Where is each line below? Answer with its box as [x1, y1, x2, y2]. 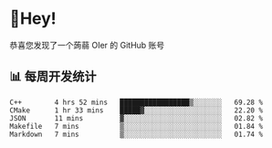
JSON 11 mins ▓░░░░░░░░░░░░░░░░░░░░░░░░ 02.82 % [9, 113, 263, 122]
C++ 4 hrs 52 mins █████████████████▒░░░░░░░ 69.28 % [9, 98, 263, 107]
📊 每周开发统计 [9, 69, 98, 85]
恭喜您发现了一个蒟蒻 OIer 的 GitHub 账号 [9, 39, 165, 50]
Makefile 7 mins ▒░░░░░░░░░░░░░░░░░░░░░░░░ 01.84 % [9, 122, 263, 131]
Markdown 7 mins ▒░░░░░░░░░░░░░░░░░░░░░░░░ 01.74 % [9, 130, 263, 139]
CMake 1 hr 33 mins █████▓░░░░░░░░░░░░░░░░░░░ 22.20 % [9, 105, 263, 115]
